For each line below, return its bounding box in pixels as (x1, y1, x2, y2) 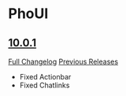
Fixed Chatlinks (19, 80, 70, 90)
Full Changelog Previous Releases (8, 57, 119, 66)
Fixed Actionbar (19, 72, 72, 81)
